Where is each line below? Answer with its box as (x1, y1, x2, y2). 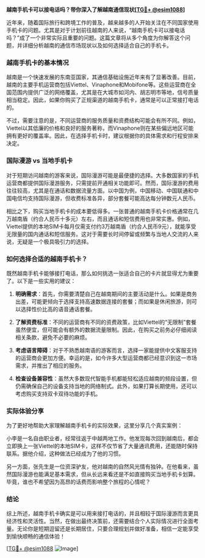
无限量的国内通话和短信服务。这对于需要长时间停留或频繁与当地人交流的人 (6, 230, 193, 237)
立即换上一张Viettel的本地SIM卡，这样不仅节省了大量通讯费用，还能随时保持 (6, 442, 198, 450)
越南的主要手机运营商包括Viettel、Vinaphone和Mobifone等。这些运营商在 (6, 81, 191, 88)
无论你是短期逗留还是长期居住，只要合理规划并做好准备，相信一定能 (16, 525, 188, 532)
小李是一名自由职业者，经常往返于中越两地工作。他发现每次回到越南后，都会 (6, 435, 199, 442)
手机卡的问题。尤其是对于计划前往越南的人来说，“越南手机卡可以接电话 (6, 27, 185, 34)
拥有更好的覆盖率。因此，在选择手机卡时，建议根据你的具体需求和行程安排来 (6, 132, 199, 140)
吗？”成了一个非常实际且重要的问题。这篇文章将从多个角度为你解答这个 (6, 34, 185, 41)
